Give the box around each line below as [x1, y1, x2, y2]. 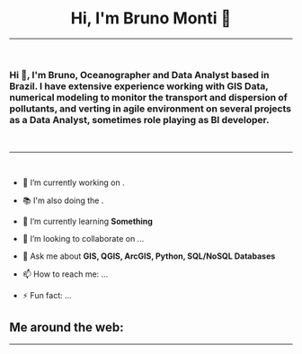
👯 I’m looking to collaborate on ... [22, 234, 145, 244]
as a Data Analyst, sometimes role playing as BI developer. [9, 113, 270, 126]
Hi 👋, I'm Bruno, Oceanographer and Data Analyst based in [9, 68, 270, 81]
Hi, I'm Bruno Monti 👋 [70, 8, 232, 29]
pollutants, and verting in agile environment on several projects [9, 102, 292, 115]
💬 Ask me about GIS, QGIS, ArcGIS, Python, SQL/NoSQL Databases [22, 251, 276, 261]
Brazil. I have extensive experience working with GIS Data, [9, 80, 269, 93]
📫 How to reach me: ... [22, 269, 109, 279]
